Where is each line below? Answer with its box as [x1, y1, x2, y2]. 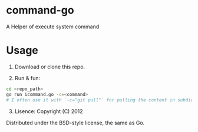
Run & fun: [14, 74, 41, 81]
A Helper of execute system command [6, 23, 100, 30]
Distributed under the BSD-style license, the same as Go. [6, 119, 145, 126]
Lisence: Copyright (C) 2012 [14, 107, 84, 115]
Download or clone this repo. [14, 63, 85, 70]
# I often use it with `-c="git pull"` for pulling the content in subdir [6, 97, 194, 103]
